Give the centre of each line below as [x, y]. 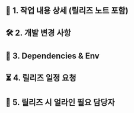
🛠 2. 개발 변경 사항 [39, 32]
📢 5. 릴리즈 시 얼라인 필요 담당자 [60, 102]
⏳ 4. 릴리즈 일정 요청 [41, 78]
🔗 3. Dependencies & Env [52, 56]
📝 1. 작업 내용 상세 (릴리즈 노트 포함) [67, 11]
